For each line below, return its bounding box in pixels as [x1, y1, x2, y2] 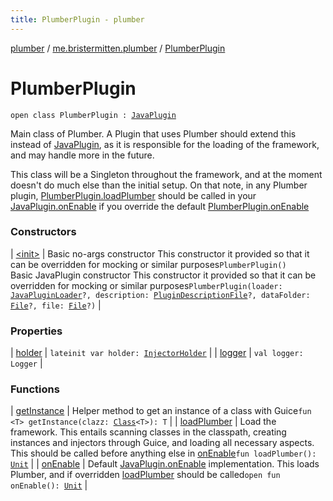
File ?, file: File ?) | [10, 299, 102, 311]
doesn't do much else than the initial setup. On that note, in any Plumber [10, 179, 308, 191]
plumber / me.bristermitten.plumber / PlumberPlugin [10, 42, 226, 54]
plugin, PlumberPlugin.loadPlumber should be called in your [10, 189, 257, 201]
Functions [10, 382, 60, 396]
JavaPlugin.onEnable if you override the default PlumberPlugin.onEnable [10, 200, 310, 212]
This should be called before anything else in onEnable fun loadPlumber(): [10, 447, 317, 460]
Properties [10, 324, 63, 338]
